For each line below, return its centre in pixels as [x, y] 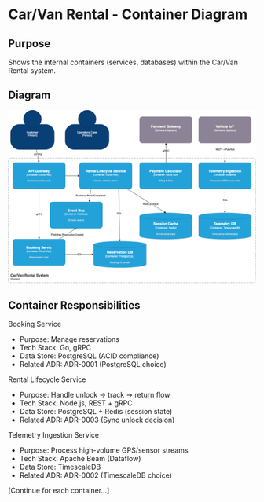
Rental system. [32, 71]
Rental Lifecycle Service [47, 379]
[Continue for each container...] [59, 491]
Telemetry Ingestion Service [54, 435]
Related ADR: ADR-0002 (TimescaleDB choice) [96, 475]
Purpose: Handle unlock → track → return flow [95, 395]
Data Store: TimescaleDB [60, 467]
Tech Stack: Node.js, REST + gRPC [76, 403]
